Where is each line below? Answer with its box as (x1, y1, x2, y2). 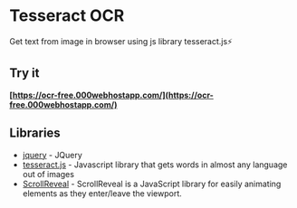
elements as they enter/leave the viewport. (22, 187, 183, 199)
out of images (22, 168, 75, 179)
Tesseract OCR (9, 5, 125, 26)
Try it (9, 65, 40, 81)
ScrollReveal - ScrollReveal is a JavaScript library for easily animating (22, 178, 282, 189)
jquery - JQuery (22, 149, 83, 160)
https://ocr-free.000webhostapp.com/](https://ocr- (12, 90, 215, 100)
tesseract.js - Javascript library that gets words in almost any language (22, 159, 288, 170)
